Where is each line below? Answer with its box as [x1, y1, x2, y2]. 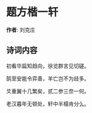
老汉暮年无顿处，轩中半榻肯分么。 [6, 100, 90, 107]
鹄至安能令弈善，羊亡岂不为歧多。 [6, 75, 90, 82]
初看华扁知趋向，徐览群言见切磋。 [6, 62, 90, 69]
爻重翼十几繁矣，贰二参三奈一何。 [6, 87, 90, 95]
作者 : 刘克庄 [6, 26, 36, 33]
